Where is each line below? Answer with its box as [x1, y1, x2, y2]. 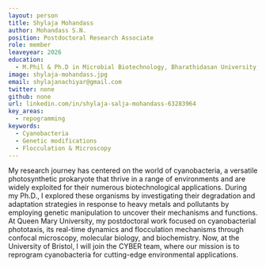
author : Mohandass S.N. [8, 26, 87, 34]
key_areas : [8, 108, 44, 116]
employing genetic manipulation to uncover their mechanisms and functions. [8, 208, 258, 218]
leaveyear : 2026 [8, 48, 62, 56]
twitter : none [8, 85, 55, 93]
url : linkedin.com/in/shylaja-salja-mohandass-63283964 [8, 100, 196, 108]
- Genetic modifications [15, 136, 97, 145]
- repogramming [15, 115, 66, 123]
